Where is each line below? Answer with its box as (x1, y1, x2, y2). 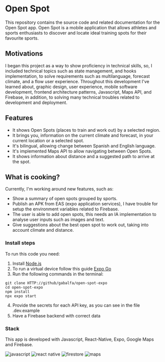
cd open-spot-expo (5, 285, 43, 290)
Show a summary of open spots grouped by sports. (12, 196, 118, 202)
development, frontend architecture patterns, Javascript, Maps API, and (5, 89, 152, 95)
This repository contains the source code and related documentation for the (5, 19, 160, 25)
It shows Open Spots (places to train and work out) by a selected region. (12, 127, 161, 133)
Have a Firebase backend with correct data (12, 312, 101, 318)
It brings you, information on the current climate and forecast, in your (12, 132, 154, 138)
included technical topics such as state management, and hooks (5, 68, 137, 74)
